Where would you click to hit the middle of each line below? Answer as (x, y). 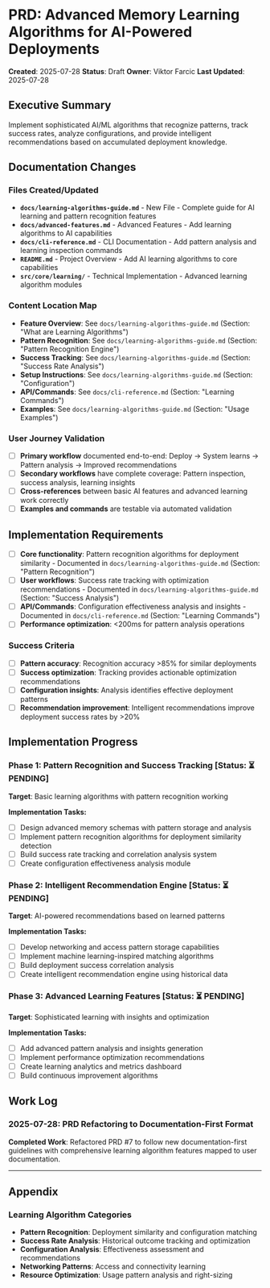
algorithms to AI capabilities (66, 233)
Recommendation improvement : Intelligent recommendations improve (137, 708)
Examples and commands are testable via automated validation (126, 509)
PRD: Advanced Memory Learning (124, 15)
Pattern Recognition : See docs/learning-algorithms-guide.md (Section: (139, 340)
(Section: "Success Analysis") (70, 598)
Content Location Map (53, 305)
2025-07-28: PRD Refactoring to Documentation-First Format (131, 1124)
